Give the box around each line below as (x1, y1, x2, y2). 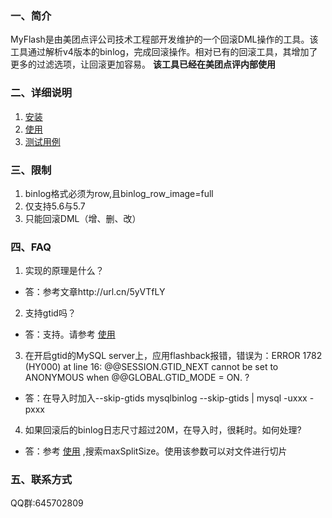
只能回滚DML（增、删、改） (24, 212, 142, 224)
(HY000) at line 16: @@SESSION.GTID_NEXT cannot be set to (24, 361, 279, 373)
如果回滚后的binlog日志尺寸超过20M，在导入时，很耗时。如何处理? (24, 424, 302, 436)
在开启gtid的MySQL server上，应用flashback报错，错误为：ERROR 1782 (24, 350, 323, 362)
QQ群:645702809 (10, 497, 84, 509)
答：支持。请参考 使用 (24, 328, 116, 341)
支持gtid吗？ (24, 307, 77, 319)
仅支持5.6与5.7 (24, 200, 86, 212)
